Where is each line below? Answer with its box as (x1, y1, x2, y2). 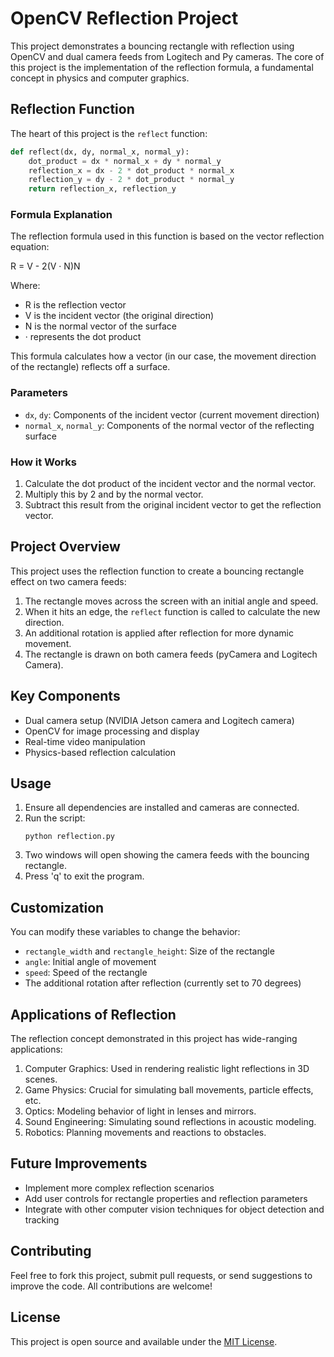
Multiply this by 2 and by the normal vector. (24, 488, 204, 501)
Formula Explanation (10, 208, 113, 222)
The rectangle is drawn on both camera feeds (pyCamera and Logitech (24, 648, 318, 660)
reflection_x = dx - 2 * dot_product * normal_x (28, 165, 235, 176)
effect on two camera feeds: (10, 575, 127, 587)
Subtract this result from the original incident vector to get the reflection (24, 499, 322, 511)
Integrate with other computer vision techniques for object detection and (24, 1203, 325, 1215)
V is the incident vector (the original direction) (24, 310, 215, 322)
